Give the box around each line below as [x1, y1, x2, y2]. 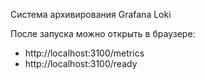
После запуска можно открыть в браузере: [10, 28, 196, 39]
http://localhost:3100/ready [24, 58, 138, 69]
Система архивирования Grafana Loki [10, 9, 172, 20]
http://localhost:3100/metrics [24, 47, 145, 59]
